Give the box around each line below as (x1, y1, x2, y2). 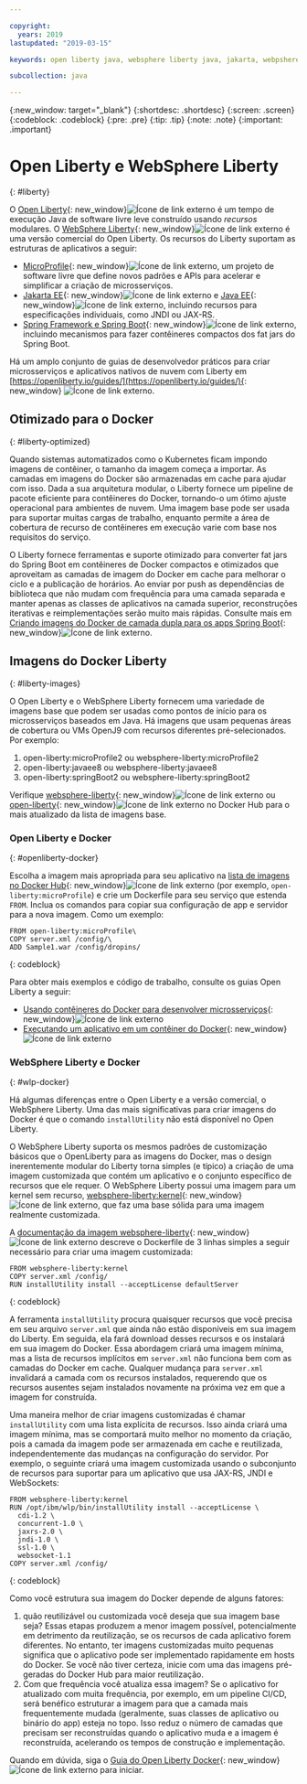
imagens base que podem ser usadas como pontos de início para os (9, 705, 268, 716)
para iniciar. (100, 1765, 144, 1776)
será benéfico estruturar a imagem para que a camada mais (22, 1698, 249, 1709)
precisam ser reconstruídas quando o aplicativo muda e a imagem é (22, 1727, 279, 1738)
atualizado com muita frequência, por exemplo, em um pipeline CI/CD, (22, 1689, 288, 1700)
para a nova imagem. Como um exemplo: (9, 908, 164, 919)
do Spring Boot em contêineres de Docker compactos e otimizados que (9, 559, 279, 570)
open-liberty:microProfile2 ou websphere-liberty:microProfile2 (22, 752, 259, 763)
